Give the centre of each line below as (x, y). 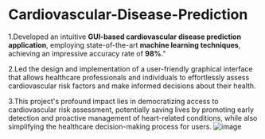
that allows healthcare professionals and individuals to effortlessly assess (129, 77)
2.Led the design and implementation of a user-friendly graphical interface (131, 68)
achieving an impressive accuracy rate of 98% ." (87, 53)
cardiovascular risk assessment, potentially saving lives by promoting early (131, 110)
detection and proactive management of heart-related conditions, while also (133, 118)
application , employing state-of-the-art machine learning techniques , (125, 44)
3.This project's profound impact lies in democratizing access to (113, 101)
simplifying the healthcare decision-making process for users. (110, 126)
